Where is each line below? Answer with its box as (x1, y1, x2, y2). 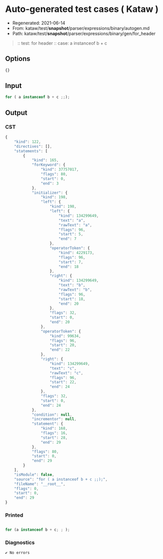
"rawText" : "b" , (58, 287, 92, 292)
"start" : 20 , (49, 343, 77, 348)
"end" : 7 (58, 236, 77, 242)
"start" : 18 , (58, 296, 85, 301)
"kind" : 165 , (31, 158, 59, 163)
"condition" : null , (31, 412, 72, 417)
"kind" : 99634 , (49, 333, 81, 339)
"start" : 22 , (49, 379, 77, 385)
